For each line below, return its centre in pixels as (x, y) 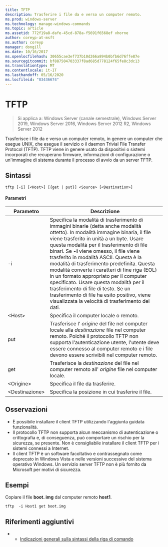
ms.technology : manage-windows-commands (48, 24)
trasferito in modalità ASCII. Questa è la (96, 257)
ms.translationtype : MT (30, 66)
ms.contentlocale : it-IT (31, 71)
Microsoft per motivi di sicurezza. (47, 469)
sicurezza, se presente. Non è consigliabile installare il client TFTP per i (86, 443)
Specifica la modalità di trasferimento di (96, 220)
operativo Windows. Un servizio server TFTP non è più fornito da (79, 464)
